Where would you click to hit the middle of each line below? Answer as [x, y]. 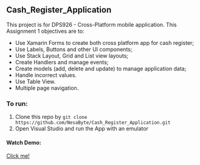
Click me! [18, 156]
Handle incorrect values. [46, 75]
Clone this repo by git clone [51, 117]
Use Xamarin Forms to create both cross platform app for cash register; [105, 42]
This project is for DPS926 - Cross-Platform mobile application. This [92, 24]
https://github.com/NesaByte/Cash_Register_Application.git [93, 123]
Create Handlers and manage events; [62, 62]
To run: [17, 104]
